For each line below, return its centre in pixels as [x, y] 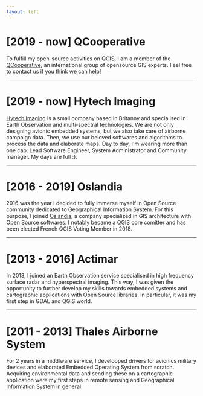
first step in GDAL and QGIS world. [49, 301]
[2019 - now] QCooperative [76, 41]
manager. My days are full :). [42, 156]
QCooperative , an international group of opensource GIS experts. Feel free [99, 65]
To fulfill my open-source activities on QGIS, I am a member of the [89, 59]
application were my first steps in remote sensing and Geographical [90, 380]
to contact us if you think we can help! [54, 71]
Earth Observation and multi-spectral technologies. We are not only [90, 124]
